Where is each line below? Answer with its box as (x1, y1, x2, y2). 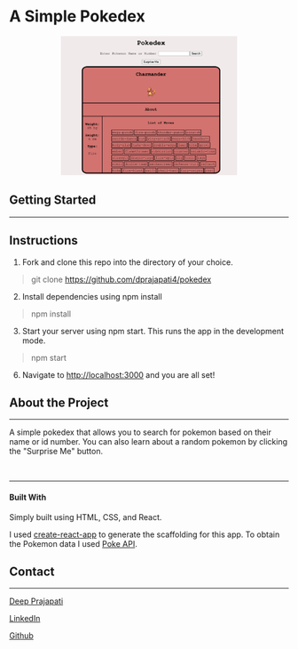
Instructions (9, 233, 78, 248)
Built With (9, 492, 47, 502)
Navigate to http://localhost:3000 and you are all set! (21, 369, 216, 380)
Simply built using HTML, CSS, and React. (9, 511, 162, 522)
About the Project (9, 395, 109, 410)
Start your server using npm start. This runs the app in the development (21, 325, 285, 336)
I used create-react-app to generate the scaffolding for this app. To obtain (9, 529, 280, 540)
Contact (9, 564, 55, 579)
